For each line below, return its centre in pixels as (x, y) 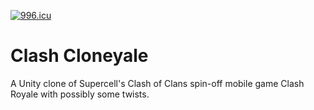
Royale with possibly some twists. (80, 94)
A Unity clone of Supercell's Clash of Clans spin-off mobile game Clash (157, 83)
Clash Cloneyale (79, 56)
